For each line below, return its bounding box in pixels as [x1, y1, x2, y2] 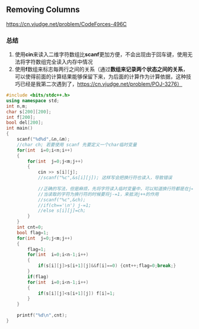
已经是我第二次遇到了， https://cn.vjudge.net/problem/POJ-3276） [20, 80, 182, 88]
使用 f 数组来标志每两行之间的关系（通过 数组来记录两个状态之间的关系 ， [14, 66, 188, 73]
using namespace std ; [6, 98, 60, 104]
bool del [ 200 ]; [6, 120, 44, 126]
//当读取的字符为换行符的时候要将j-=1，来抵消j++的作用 [37, 191, 159, 197]
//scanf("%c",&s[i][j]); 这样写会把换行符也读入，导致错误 [37, 175, 172, 181]
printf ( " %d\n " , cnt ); [17, 312, 68, 318]
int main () [6, 125, 33, 131]
